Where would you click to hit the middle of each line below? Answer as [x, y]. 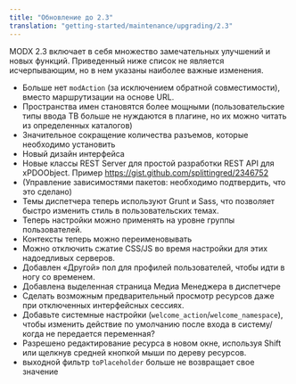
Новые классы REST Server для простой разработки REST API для [148, 163]
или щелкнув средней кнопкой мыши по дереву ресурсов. [134, 352]
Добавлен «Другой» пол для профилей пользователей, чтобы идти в [153, 267]
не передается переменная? [101, 333]
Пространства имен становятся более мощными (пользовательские [153, 106]
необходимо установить [69, 144]
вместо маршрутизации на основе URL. [98, 97]
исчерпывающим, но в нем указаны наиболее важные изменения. [136, 70]
